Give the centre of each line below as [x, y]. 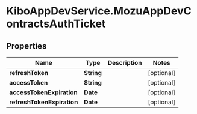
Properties [27, 46]
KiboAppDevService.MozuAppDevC [99, 11]
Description [125, 63]
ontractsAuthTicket [56, 24]
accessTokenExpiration [44, 92]
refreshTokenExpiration [44, 102]
